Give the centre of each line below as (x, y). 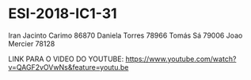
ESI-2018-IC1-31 (63, 14)
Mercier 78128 (32, 43)
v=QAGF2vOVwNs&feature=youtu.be (68, 67)
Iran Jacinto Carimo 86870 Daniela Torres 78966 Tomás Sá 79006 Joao (125, 35)
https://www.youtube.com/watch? (181, 59)
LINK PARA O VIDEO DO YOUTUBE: (66, 59)
